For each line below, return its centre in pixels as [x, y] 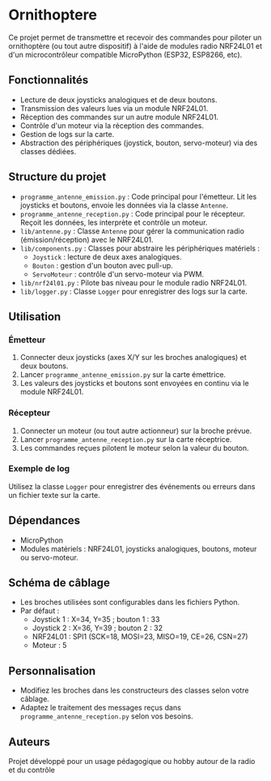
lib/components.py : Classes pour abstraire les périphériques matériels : [140, 248]
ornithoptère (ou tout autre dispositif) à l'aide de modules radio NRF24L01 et [135, 45]
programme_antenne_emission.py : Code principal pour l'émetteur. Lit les [138, 196]
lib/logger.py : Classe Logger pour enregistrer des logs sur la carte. [134, 291]
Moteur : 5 [49, 646]
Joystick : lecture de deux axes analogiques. [107, 256]
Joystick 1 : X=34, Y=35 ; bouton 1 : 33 [96, 620]
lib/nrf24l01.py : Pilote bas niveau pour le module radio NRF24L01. [133, 282]
